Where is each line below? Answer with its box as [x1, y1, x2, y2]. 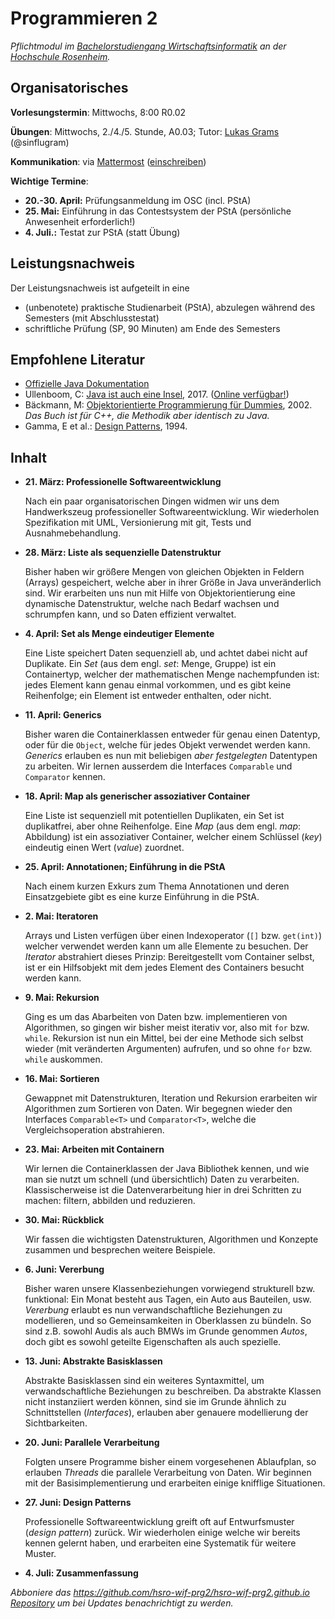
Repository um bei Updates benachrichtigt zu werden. [10, 1597, 234, 1609]
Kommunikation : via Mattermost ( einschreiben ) [10, 155, 207, 167]
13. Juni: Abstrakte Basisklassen [24, 1355, 163, 1367]
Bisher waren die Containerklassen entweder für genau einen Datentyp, [24, 728, 321, 741]
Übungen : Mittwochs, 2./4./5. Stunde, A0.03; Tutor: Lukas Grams [10, 125, 280, 137]
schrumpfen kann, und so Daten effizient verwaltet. [24, 608, 237, 621]
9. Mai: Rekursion [24, 992, 100, 1004]
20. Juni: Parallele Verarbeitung [24, 1437, 160, 1449]
